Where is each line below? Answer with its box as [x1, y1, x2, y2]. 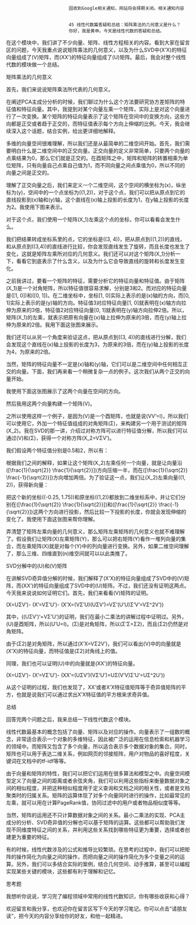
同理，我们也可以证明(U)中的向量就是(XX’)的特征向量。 [6, 660, 138, 667]
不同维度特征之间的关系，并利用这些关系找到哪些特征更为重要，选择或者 [10, 826, 185, 833]
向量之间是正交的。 [6, 169, 52, 176]
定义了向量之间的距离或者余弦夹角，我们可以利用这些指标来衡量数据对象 [10, 777, 185, 784]
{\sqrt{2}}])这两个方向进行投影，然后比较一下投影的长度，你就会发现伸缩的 [6, 508, 187, 515]
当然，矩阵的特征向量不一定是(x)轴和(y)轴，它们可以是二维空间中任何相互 [6, 361, 183, 367]
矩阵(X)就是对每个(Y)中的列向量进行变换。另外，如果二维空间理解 [31, 543, 190, 550]
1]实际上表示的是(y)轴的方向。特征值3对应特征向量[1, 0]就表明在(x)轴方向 [6, 299, 182, 306]
